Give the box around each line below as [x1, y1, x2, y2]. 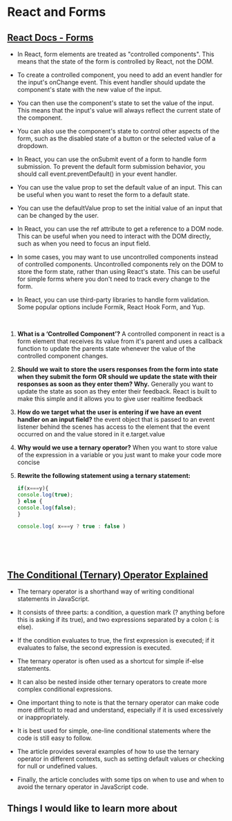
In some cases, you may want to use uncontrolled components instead [17, 253, 219, 261]
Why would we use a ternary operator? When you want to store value [17, 443, 217, 452]
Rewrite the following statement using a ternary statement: [17, 472, 191, 479]
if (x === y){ [17, 485, 49, 492]
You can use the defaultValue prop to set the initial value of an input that [17, 204, 223, 212]
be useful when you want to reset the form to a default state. [17, 191, 190, 199]
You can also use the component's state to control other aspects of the [17, 127, 220, 135]
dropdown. [17, 142, 48, 149]
